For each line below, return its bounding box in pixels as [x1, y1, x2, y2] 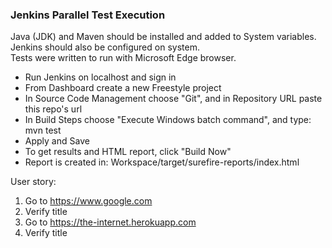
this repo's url [24, 103, 83, 115]
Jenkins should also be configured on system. [10, 41, 200, 53]
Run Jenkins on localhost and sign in [24, 71, 177, 83]
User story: [10, 176, 57, 188]
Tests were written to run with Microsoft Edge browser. [10, 52, 237, 64]
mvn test [24, 124, 62, 137]
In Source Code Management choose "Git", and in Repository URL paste [24, 93, 323, 105]
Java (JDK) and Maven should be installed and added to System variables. [10, 31, 317, 43]
